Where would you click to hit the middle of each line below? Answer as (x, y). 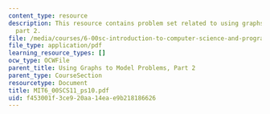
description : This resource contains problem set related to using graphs (136, 23)
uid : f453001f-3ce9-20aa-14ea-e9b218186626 (82, 98)
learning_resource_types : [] (57, 53)
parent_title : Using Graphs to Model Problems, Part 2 (102, 68)
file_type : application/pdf (55, 46)
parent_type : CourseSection (55, 75)
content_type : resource (48, 16)
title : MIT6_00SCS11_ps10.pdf (59, 90)
